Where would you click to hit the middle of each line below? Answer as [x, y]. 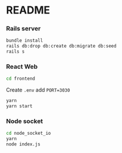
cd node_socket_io [28, 133]
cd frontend [21, 79]
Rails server [23, 29]
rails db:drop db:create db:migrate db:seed [61, 46]
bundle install [25, 41]
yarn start [19, 106]
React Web [22, 67]
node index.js [23, 144]
